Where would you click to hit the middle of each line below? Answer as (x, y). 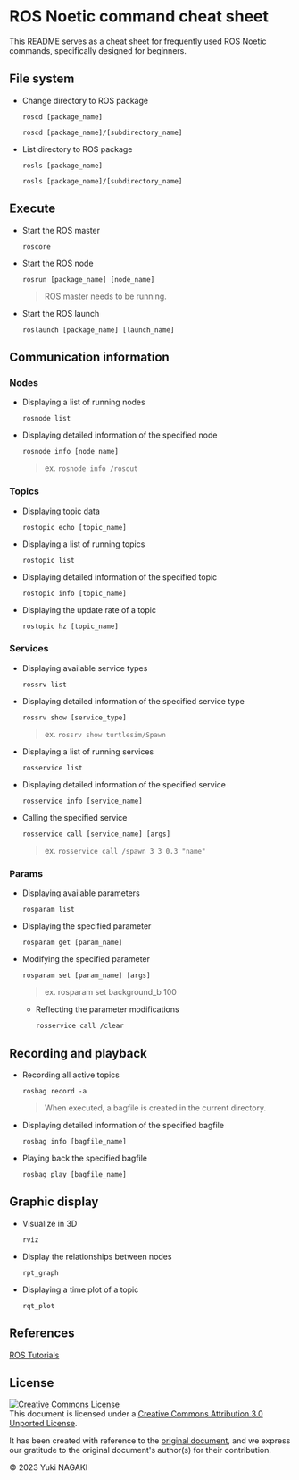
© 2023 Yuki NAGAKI (49, 1467)
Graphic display (54, 1202)
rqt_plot (38, 1306)
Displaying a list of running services (88, 751)
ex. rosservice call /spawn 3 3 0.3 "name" (125, 850)
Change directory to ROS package (85, 100)
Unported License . (43, 1424)
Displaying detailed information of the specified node (120, 435)
